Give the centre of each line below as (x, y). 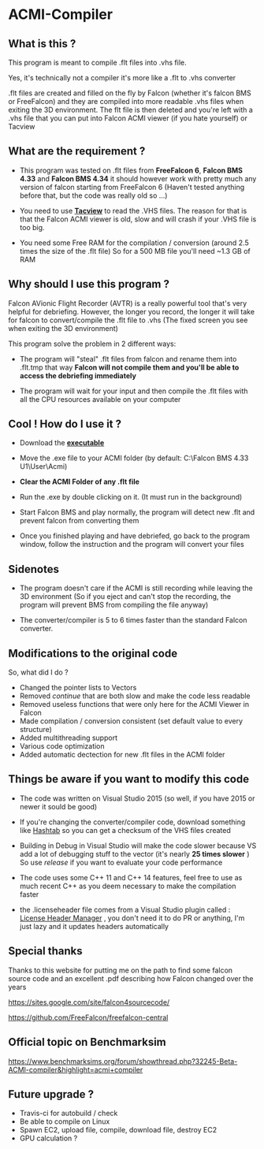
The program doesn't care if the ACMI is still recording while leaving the (136, 588)
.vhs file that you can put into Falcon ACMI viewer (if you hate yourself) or (128, 118)
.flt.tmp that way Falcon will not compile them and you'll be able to (129, 367)
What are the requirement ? (77, 151)
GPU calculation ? (48, 1138)
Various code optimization (62, 746)
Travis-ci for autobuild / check (69, 1114)
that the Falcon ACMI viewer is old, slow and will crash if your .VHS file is (138, 219)
